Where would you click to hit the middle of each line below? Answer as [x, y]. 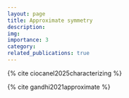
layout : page [26, 14]
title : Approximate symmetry [50, 20]
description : [26, 27]
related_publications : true [49, 54]
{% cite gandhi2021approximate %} [59, 87]
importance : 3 [28, 40]
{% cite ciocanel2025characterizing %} [64, 73]
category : [22, 47]
